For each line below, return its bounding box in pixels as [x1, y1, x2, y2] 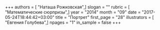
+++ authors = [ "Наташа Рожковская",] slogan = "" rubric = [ [5, 4, 130, 10]
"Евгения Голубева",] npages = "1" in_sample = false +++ [5, 19, 121, 25]
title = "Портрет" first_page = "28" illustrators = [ [55, 15, 154, 20]
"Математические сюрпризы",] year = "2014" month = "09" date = [5, 9, 141, 15]
